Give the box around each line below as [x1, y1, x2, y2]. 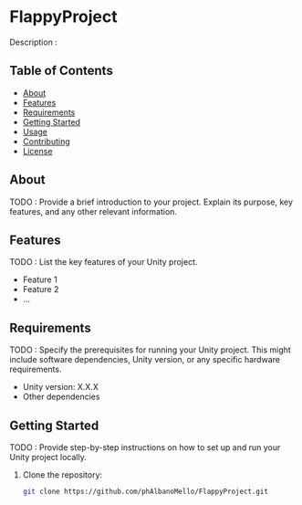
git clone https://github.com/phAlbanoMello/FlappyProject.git [22, 487, 269, 496]
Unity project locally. [9, 452, 87, 462]
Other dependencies [22, 391, 100, 403]
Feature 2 [22, 284, 59, 295]
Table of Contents [9, 63, 114, 79]
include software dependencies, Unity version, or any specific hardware [9, 354, 281, 365]
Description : [9, 37, 57, 47]
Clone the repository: [22, 469, 103, 480]
